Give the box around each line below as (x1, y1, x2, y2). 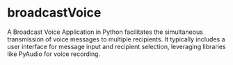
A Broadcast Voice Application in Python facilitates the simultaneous (7, 28, 204, 36)
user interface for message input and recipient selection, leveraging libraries (7, 42, 226, 50)
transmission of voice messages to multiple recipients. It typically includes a (7, 35, 225, 43)
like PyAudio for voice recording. (7, 50, 101, 58)
